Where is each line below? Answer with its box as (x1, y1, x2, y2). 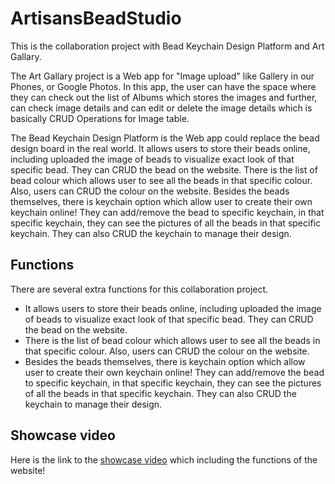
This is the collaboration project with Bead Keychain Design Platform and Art (10, 40, 325, 52)
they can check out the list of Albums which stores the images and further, (10, 91, 318, 103)
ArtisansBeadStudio (10, 7, 182, 30)
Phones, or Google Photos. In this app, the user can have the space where (10, 80, 317, 92)
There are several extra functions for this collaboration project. (10, 283, 269, 295)
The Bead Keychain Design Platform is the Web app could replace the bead (10, 132, 320, 144)
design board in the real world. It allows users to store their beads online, (10, 142, 311, 154)
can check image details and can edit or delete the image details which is (10, 102, 313, 114)
